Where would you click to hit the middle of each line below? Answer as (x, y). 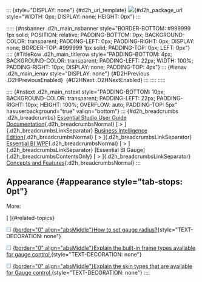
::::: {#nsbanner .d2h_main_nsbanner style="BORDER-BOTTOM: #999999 (99, 28)
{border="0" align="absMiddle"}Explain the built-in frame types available (104, 248)
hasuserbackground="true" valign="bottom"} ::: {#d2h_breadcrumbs (93, 111)
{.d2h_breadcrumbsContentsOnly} (49, 156)
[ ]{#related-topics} (31, 218)
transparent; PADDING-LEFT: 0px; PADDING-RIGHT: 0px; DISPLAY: (111, 41)
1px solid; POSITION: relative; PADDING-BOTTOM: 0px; (75, 35)
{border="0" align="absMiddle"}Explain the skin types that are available (103, 266)
